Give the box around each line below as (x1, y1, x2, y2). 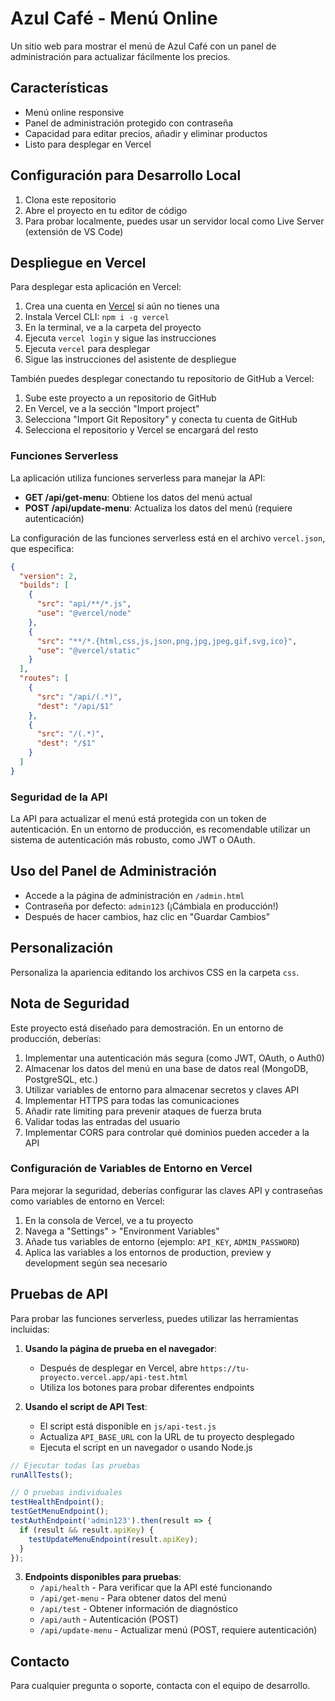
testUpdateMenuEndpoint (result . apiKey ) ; (28, 1534, 199, 1544)
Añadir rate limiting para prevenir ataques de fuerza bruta (24, 1105, 262, 1117)
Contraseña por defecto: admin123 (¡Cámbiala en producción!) (24, 900, 279, 912)
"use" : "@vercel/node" (36, 608, 132, 619)
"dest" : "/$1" (36, 738, 97, 749)
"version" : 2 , (19, 571, 78, 581)
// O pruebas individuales (10, 1488, 123, 1498)
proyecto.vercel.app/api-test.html (39, 1372, 188, 1382)
